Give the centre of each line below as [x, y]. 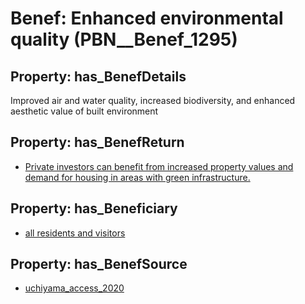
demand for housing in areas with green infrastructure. [137, 177]
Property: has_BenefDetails [98, 76]
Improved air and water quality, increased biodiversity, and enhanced [153, 100]
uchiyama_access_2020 [74, 288]
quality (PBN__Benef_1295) [124, 39]
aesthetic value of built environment [84, 111]
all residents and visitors [75, 233]
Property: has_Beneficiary [94, 208]
